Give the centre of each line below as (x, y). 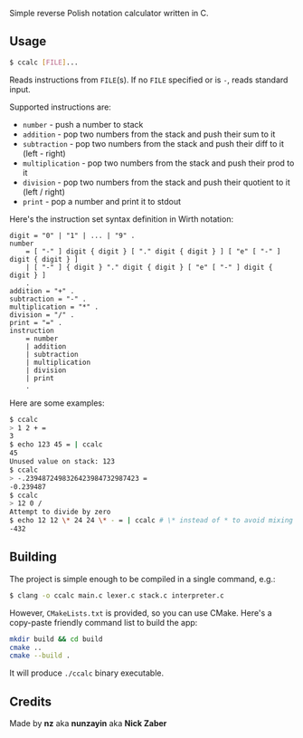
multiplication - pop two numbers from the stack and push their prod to (158, 163)
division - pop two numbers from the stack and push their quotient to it (156, 182)
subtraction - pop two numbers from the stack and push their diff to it (153, 143)
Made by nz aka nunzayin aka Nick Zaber (88, 724)
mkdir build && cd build (56, 639)
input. (20, 89)
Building (33, 557)
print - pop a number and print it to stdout (102, 201)
